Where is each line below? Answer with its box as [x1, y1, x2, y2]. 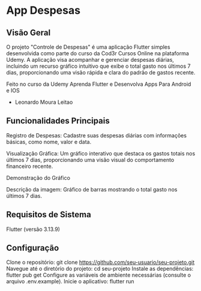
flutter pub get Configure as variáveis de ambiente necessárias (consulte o [6, 271, 191, 279]
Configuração [6, 243, 59, 253]
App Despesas [6, 4, 81, 17]
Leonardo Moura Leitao [14, 98, 73, 106]
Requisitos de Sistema [6, 209, 91, 220]
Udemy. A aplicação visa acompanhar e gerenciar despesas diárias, [6, 56, 174, 63]
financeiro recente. [6, 163, 53, 170]
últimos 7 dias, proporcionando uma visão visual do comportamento [6, 156, 175, 163]
